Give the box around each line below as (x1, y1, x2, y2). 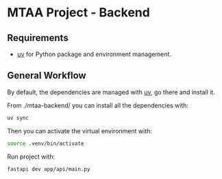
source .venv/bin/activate (7, 140, 84, 147)
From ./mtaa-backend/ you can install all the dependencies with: (7, 101, 189, 109)
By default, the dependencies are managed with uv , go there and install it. (7, 87, 216, 96)
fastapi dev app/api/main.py (7, 165, 90, 172)
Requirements (7, 32, 69, 44)
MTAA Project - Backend (7, 5, 151, 20)
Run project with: (7, 152, 56, 161)
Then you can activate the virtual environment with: (7, 126, 153, 135)
